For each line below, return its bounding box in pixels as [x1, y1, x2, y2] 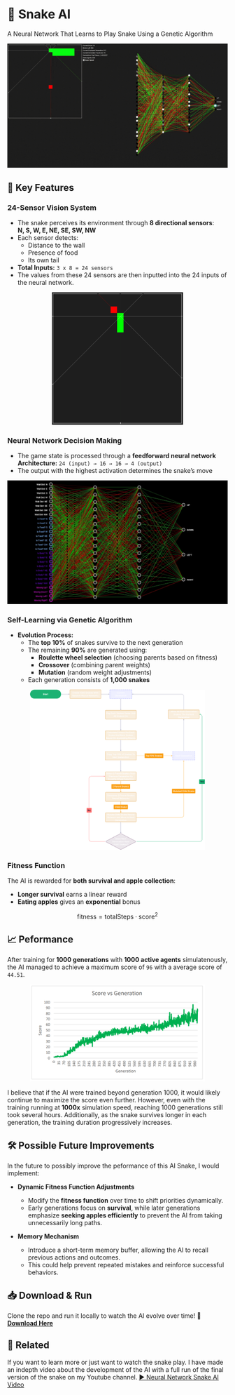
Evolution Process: [17, 631, 74, 639]
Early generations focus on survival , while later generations [27, 1203, 201, 1213]
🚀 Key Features [7, 182, 75, 194]
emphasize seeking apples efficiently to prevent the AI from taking [27, 1211, 222, 1220]
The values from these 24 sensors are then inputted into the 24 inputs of [17, 271, 227, 279]
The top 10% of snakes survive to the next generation [27, 639, 183, 647]
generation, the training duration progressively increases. [7, 1119, 173, 1127]
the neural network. [17, 279, 74, 287]
